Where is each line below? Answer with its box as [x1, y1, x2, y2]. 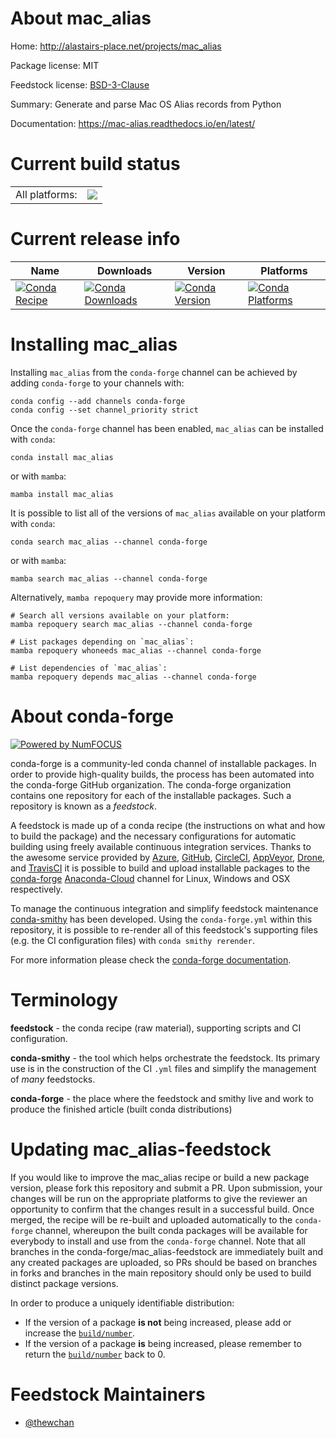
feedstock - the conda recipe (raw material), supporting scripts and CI [10, 1022, 302, 1034]
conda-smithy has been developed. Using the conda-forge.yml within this [10, 913, 313, 925]
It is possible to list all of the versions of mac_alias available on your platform [10, 507, 326, 519]
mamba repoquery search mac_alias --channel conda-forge [10, 619, 253, 629]
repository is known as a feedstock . [10, 800, 158, 812]
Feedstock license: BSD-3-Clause [10, 78, 150, 91]
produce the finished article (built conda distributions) [10, 1103, 233, 1115]
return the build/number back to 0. [24, 1348, 166, 1360]
